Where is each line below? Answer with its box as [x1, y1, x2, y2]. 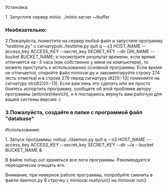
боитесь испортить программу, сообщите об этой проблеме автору [5, 86, 151, 92]
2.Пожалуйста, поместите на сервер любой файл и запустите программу [5, 38, 163, 44]
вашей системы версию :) [5, 96, 61, 102]
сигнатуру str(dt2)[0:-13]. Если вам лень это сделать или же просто [5, 80, 150, 87]
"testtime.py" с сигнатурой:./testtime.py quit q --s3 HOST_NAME [5, 43, 141, 49]
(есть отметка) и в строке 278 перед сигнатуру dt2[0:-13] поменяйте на [5, 75, 160, 81]
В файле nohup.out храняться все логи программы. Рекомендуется [5, 156, 150, 162]
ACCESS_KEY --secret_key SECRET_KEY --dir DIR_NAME [30, 49, 149, 55]
